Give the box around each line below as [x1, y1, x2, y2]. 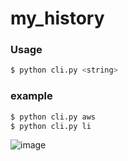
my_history [10, 7, 105, 30]
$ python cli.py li [10, 121, 92, 131]
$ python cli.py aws [10, 112, 97, 122]
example [10, 89, 53, 103]
